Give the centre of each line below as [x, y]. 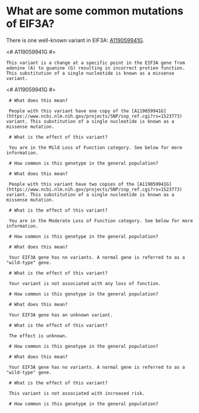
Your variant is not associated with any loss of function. [85, 283]
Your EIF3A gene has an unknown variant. [61, 315]
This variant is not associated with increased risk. [77, 393]
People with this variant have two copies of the [71, 184]
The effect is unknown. [38, 336]
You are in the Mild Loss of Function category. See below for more [96, 148]
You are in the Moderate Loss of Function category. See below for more [101, 221]
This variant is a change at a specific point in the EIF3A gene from [96, 63]
